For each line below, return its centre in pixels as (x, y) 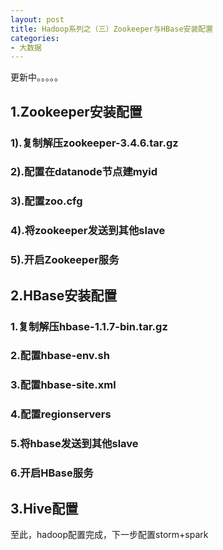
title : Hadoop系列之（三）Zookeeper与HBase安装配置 (112, 29)
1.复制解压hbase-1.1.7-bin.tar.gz (89, 326)
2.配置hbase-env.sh (60, 356)
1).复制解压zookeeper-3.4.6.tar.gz (94, 143)
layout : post (37, 19)
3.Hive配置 (44, 508)
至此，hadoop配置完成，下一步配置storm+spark (109, 534)
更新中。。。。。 (36, 77)
